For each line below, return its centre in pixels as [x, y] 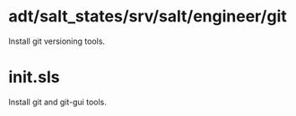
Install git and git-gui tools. [57, 102]
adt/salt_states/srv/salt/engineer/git [148, 17]
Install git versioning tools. [57, 41]
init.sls [34, 77]
